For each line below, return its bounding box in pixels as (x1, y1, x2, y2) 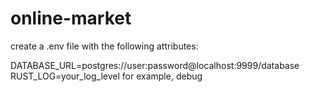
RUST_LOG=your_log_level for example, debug (10, 70, 203, 82)
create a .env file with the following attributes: (10, 40, 199, 52)
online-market (10, 7, 132, 30)
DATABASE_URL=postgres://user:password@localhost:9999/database (10, 59, 300, 71)
